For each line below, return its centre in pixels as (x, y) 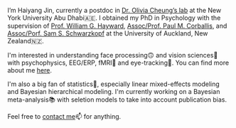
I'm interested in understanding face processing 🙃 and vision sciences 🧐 (113, 55)
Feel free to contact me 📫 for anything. (64, 116)
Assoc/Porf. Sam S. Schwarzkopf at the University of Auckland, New (108, 33)
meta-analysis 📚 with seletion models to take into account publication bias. (117, 100)
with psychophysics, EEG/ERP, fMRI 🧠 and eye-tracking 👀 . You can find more (118, 63)
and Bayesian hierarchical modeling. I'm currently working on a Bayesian (114, 91)
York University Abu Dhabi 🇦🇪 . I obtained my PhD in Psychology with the (114, 18)
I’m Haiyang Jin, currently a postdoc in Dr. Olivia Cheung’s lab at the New (114, 10)
